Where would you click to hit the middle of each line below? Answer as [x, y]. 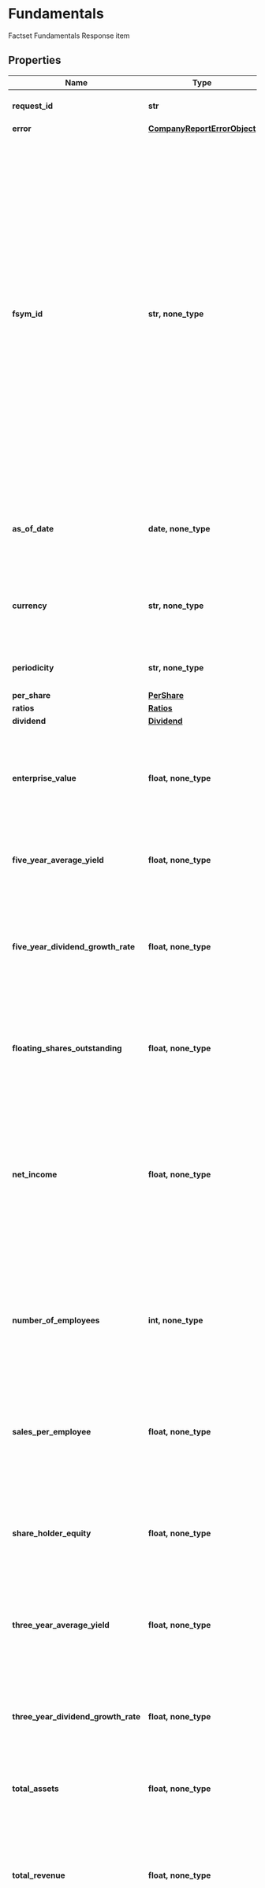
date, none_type [179, 528]
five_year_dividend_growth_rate [74, 946]
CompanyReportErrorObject [202, 129]
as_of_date [33, 528]
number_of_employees [56, 1320]
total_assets [35, 1789]
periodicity [33, 667]
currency [30, 606]
